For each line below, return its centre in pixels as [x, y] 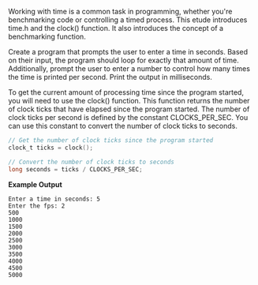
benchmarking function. [47, 36]
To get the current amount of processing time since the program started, [126, 92]
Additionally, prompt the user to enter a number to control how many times [129, 69]
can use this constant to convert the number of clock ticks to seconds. [123, 126]
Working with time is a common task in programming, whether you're [120, 11]
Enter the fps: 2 [37, 206]
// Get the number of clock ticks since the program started [111, 141]
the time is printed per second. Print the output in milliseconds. [110, 77]
